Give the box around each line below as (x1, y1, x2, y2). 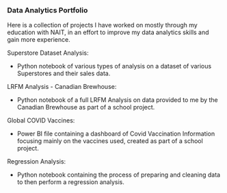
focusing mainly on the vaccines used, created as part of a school (16, 137, 203, 145)
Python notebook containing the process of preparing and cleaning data (16, 170, 221, 179)
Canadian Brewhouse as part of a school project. (16, 103, 155, 112)
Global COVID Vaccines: (7, 116, 75, 125)
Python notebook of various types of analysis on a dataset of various (16, 62, 212, 70)
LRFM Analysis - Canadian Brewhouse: (7, 83, 117, 91)
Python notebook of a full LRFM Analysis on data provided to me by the (16, 96, 219, 104)
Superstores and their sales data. (16, 69, 111, 77)
